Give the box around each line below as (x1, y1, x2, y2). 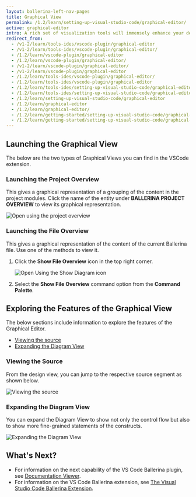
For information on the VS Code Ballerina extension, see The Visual (14, 478, 176, 485)
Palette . (14, 287, 34, 294)
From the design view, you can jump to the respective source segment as (6, 371, 182, 378)
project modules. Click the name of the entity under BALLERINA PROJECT (6, 195, 185, 202)
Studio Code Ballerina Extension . (14, 485, 93, 492)
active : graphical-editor (6, 25, 69, 31)
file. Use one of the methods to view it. (6, 246, 99, 253)
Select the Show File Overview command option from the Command (14, 280, 181, 287)
